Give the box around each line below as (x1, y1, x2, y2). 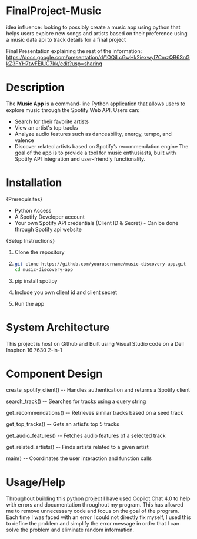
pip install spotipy (14, 277, 58, 284)
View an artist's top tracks (14, 124, 78, 131)
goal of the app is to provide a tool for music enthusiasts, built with (14, 149, 176, 156)
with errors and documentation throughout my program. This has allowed (6, 501, 183, 508)
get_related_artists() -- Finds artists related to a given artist (6, 444, 149, 451)
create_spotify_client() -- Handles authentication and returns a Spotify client (6, 386, 190, 393)
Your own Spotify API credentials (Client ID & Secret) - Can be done (14, 219, 179, 226)
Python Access (14, 207, 52, 214)
